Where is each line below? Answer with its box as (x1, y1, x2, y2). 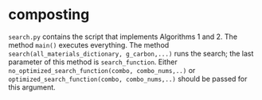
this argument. (8, 82, 56, 92)
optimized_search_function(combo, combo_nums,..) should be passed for (8, 74, 248, 83)
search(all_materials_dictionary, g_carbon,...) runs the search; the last (8, 48, 254, 58)
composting (8, 6, 90, 24)
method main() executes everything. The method (8, 40, 170, 49)
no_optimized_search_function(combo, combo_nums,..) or (8, 65, 196, 75)
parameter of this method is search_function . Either (8, 57, 178, 67)
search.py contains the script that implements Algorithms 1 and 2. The (8, 32, 237, 41)
